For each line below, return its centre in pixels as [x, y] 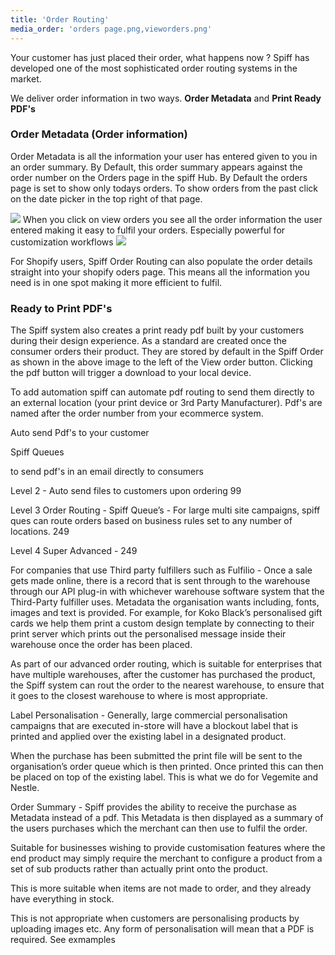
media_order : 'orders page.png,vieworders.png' [111, 29]
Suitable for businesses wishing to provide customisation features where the [168, 848]
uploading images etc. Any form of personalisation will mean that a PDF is [162, 929]
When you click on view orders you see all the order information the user [172, 219]
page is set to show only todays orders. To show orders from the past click [164, 188]
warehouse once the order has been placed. [101, 645]
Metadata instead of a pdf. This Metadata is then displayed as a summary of [167, 818]
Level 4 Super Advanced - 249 [74, 551]
